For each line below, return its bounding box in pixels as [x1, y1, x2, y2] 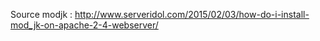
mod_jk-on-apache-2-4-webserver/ [10, 19, 159, 31]
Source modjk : [10, 9, 73, 20]
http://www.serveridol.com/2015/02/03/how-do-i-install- [74, 9, 310, 20]
